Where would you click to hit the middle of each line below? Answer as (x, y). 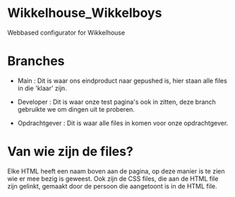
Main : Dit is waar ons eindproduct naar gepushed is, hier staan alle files (122, 80)
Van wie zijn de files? (71, 151)
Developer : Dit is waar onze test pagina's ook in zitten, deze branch (117, 102)
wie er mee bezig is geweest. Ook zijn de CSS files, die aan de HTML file (113, 179)
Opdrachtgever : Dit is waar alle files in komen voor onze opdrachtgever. (123, 123)
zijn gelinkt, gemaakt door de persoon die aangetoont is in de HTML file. (112, 186)
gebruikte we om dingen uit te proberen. (76, 109)
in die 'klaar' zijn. (42, 88)
